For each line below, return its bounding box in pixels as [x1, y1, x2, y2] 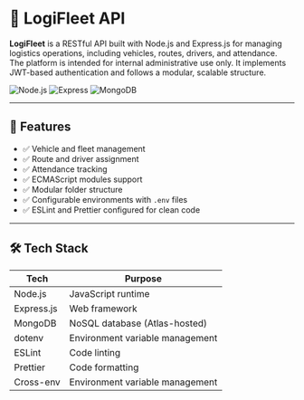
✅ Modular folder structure [22, 184, 124, 195]
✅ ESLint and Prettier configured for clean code [22, 204, 201, 215]
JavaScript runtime [69, 287, 150, 300]
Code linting [69, 346, 121, 358]
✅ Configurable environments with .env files [22, 194, 188, 205]
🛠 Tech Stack [9, 241, 89, 256]
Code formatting [69, 361, 139, 374]
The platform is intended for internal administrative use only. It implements [9, 57, 287, 68]
